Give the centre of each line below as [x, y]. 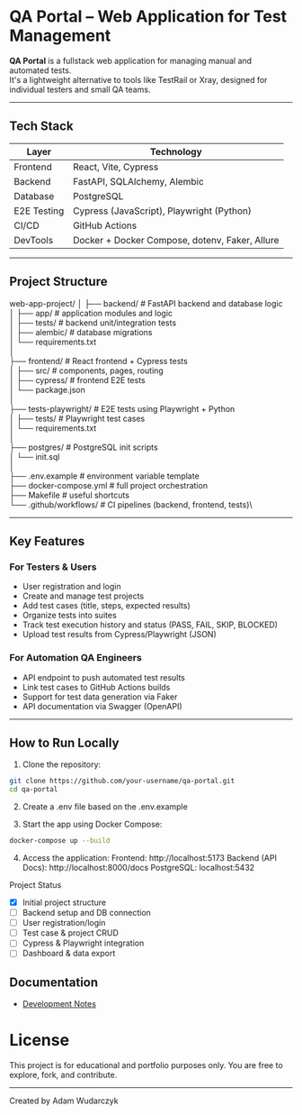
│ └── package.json [47, 389]
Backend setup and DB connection [86, 913]
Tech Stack [41, 127]
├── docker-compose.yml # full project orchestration [109, 485]
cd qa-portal [34, 790]
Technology [176, 151]
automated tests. [40, 70]
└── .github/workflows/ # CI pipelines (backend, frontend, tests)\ [131, 504]
